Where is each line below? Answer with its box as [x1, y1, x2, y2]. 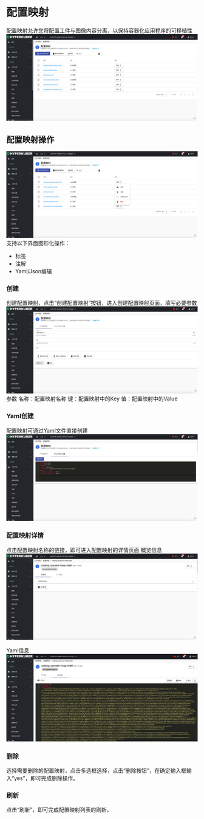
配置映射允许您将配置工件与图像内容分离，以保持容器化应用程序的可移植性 [6, 27, 192, 34]
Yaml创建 [6, 412, 34, 420]
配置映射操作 [6, 134, 55, 145]
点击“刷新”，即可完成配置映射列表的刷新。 [6, 806, 112, 814]
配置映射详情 [6, 531, 44, 540]
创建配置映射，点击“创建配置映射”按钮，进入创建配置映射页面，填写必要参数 [6, 299, 197, 307]
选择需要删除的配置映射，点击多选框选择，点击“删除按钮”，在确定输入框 [6, 767, 187, 775]
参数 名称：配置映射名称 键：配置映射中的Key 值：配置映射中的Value [6, 395, 178, 402]
